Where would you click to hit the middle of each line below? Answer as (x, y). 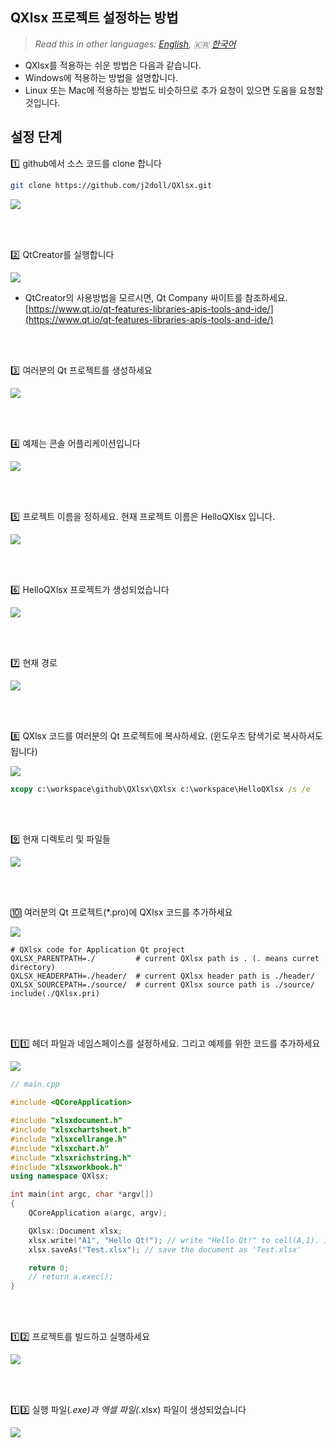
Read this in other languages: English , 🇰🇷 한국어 (135, 44)
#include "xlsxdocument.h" (66, 1121)
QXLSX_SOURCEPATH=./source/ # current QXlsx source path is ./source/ (162, 985)
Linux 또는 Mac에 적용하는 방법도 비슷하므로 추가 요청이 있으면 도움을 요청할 (174, 90)
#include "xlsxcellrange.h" (69, 1139)
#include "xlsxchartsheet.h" (71, 1130)
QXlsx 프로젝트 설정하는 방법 (94, 18)
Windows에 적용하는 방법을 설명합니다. (101, 77)
